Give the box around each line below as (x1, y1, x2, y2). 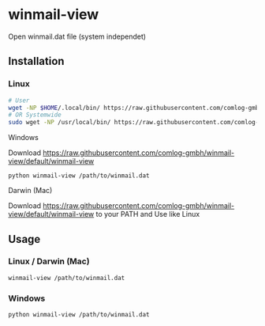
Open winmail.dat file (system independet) (8, 32, 147, 41)
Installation (8, 55, 65, 68)
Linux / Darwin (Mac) (8, 256, 90, 267)
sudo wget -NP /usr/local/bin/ (8, 119, 111, 127)
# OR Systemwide (8, 111, 62, 119)
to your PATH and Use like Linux (95, 210, 200, 219)
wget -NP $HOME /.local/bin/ (8, 104, 101, 112)
